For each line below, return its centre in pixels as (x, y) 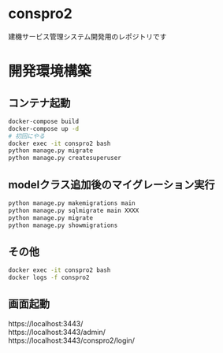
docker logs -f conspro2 (49, 278)
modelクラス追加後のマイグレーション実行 (111, 185)
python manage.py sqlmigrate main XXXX (74, 210)
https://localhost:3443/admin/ (57, 332)
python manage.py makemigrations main (72, 203)
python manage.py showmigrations (63, 225)
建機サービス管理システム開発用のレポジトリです (87, 36)
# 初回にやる (26, 136)
